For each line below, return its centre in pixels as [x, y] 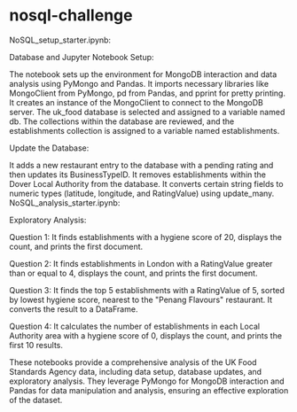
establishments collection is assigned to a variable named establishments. [145, 130]
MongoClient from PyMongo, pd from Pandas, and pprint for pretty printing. [148, 93]
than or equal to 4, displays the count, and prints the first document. [133, 273]
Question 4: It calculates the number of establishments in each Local [134, 326]
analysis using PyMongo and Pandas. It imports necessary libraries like [139, 83]
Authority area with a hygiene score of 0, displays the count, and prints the [145, 335]
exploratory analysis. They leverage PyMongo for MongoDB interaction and [147, 381]
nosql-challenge [71, 16]
